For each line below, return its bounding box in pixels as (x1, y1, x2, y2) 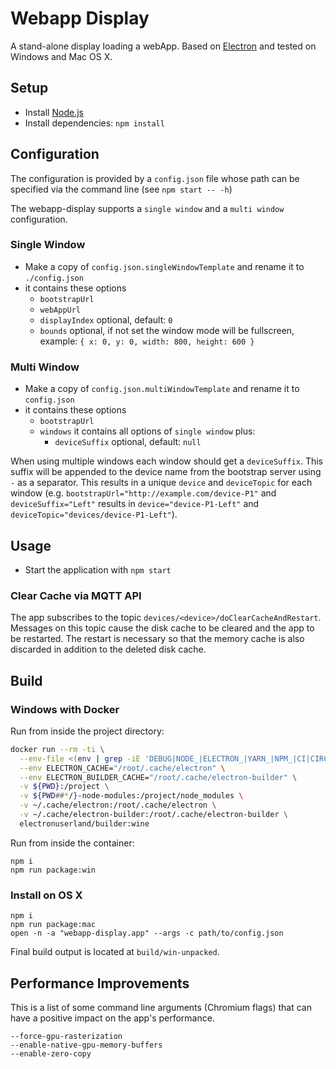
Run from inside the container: (10, 837, 135, 849)
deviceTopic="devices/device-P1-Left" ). (10, 508, 178, 521)
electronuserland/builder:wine (19, 818, 150, 829)
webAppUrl (39, 305, 82, 315)
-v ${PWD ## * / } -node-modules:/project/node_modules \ (19, 791, 244, 801)
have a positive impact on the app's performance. (10, 1012, 215, 1024)
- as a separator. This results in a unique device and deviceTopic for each (10, 477, 313, 489)
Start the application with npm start (24, 563, 172, 576)
